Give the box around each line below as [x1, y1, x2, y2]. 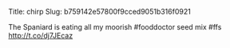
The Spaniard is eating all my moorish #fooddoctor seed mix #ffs [8, 22, 222, 31]
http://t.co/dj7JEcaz [8, 31, 73, 40]
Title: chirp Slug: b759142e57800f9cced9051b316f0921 [8, 7, 192, 16]
